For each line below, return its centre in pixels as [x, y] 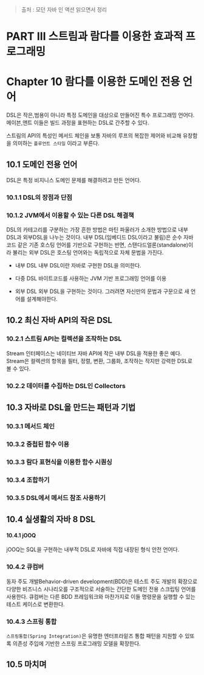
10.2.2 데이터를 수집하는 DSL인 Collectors [66, 386]
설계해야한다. [42, 299]
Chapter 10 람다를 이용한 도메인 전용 [93, 82]
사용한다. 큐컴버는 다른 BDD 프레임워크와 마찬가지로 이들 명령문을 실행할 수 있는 [101, 596]
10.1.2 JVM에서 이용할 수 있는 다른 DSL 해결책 [70, 215]
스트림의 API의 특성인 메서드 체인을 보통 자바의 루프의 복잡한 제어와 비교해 [94, 136]
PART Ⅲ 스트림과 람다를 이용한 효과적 [95, 37]
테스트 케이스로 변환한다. [36, 604]
